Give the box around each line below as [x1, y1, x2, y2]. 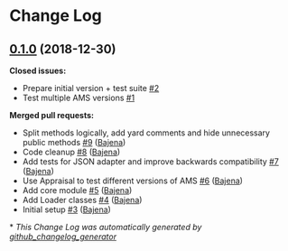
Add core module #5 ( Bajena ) [22, 185, 133, 195]
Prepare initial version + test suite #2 [22, 83, 160, 93]
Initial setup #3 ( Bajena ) [22, 204, 111, 215]
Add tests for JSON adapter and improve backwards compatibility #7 [22, 156, 280, 167]
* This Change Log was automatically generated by [9, 222, 202, 232]
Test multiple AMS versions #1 [22, 92, 135, 103]
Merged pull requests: [9, 110, 95, 120]
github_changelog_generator [9, 231, 117, 242]
